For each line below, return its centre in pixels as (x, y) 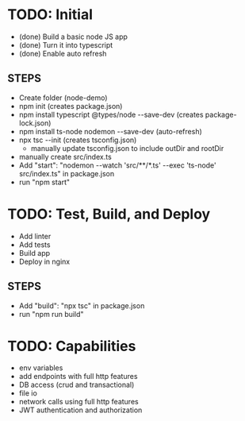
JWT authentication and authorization (80, 410)
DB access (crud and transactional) (77, 385)
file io (28, 393)
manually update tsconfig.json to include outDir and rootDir (127, 148)
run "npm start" (44, 182)
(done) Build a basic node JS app (73, 37)
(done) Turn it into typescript (66, 44)
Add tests (34, 245)
